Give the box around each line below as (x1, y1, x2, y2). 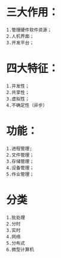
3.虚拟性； (6, 96, 30, 102)
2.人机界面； (6, 33, 34, 39)
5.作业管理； (6, 171, 34, 177)
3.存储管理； (6, 158, 34, 165)
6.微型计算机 (6, 247, 34, 253)
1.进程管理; (6, 145, 33, 151)
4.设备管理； (6, 165, 34, 171)
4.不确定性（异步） (6, 102, 48, 109)
